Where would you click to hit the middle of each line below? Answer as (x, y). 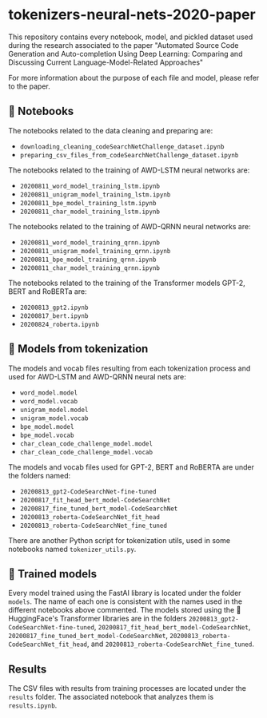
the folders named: (40, 475)
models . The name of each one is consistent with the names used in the (125, 601)
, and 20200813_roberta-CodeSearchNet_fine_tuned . (170, 644)
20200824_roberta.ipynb (60, 324)
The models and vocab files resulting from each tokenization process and (130, 368)
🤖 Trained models (53, 574)
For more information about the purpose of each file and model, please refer (134, 77)
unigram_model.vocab (54, 418)
